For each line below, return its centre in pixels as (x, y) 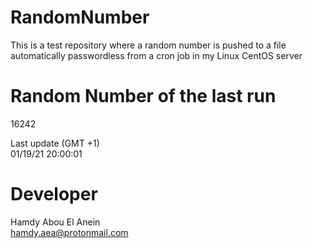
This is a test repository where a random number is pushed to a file (148, 45)
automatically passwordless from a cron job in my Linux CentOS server (156, 55)
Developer (54, 194)
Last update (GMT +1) (55, 143)
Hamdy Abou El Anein (55, 222)
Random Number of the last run (143, 96)
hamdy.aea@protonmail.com (69, 232)
